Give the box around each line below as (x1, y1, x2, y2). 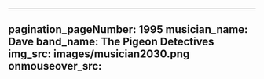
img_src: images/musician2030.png (8, 48, 190, 61)
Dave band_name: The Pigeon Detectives (8, 35, 214, 48)
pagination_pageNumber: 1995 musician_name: (8, 23, 248, 36)
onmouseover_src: (8, 59, 102, 73)
